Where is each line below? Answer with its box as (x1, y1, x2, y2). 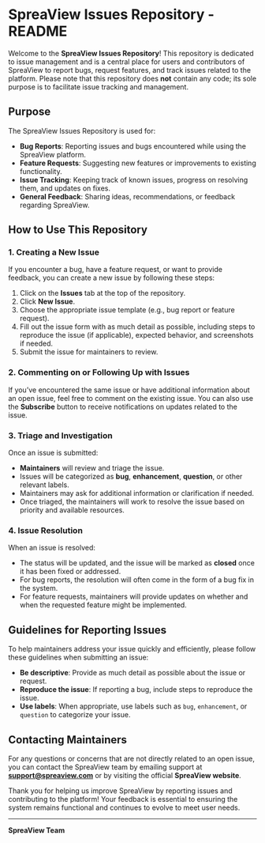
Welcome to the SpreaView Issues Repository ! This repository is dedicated (8, 48, 254, 58)
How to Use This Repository (8, 223, 148, 236)
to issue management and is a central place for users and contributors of (8, 57, 245, 66)
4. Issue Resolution (8, 524, 83, 535)
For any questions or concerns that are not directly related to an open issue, (8, 754, 255, 763)
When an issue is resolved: (8, 543, 96, 553)
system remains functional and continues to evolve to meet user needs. (8, 803, 241, 812)
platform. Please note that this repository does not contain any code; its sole (8, 74, 257, 83)
